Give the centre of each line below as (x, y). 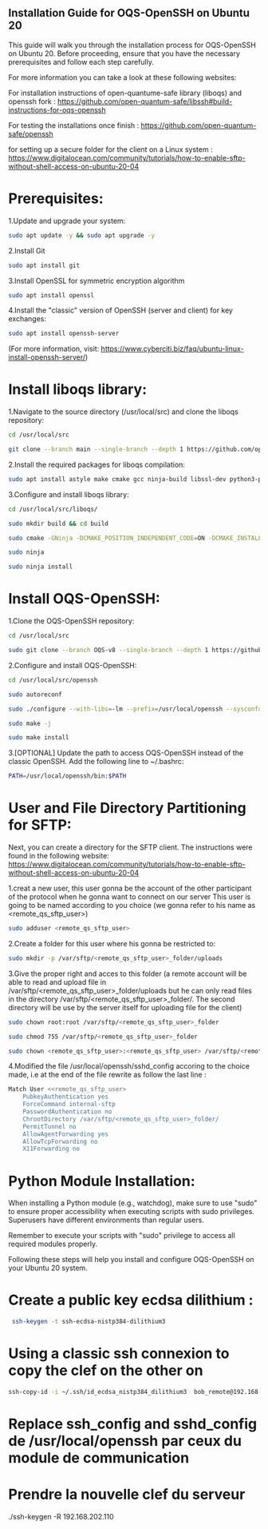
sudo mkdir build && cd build (59, 524)
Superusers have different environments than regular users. (106, 1220)
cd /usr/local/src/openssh (53, 680)
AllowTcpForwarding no (60, 1141)
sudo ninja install (41, 567)
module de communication (99, 1458)
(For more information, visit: (54, 349)
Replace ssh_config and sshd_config (133, 1424)
